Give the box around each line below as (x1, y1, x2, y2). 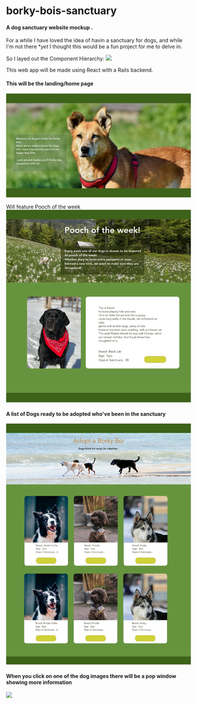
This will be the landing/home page (6, 80, 94, 87)
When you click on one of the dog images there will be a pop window (6, 672, 176, 679)
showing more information (6, 679, 72, 686)
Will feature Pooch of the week (6, 204, 81, 211)
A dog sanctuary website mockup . (6, 23, 93, 31)
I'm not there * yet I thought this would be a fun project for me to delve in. (6, 43, 182, 50)
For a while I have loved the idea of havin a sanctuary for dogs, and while (6, 37, 183, 44)
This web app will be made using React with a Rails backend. (6, 66, 154, 74)
